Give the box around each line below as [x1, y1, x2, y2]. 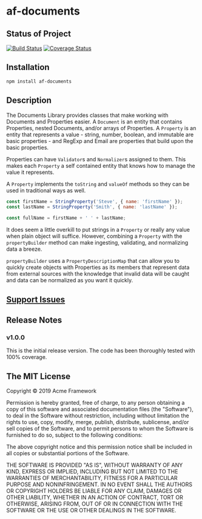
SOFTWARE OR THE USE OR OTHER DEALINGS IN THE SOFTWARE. [6, 507, 177, 514]
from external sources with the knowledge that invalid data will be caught [6, 270, 190, 277]
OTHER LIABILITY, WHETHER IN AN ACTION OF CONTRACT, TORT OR [6, 494, 183, 501]
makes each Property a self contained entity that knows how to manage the [6, 162, 195, 169]
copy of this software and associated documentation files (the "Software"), [6, 406, 194, 413]
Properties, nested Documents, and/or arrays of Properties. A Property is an [6, 124, 197, 131]
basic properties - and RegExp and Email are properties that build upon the [6, 137, 194, 144]
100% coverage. [6, 354, 47, 361]
